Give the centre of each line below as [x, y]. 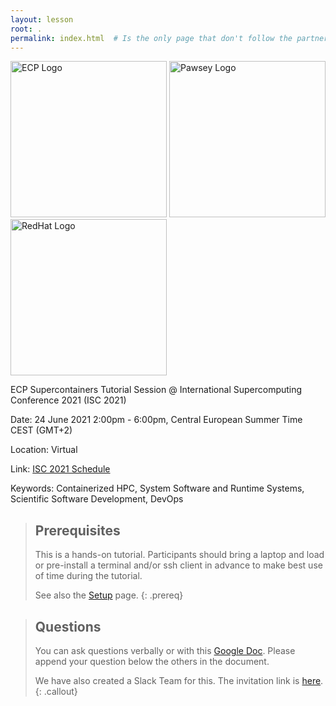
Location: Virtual [44, 450]
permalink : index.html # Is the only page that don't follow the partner [169, 38]
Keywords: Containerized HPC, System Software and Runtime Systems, [157, 488]
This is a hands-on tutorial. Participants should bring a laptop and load [179, 555]
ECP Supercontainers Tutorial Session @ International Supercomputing [156, 390]
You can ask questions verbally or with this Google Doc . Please [165, 650]
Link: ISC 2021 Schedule [60, 469]
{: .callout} [56, 691]
